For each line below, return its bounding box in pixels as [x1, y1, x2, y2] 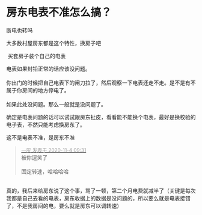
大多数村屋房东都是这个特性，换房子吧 [6, 39, 101, 47]
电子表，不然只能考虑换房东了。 [6, 121, 85, 128]
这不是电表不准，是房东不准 [6, 133, 75, 141]
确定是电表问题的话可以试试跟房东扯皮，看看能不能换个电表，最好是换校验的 [6, 113, 196, 121]
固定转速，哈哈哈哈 [20, 167, 69, 175]
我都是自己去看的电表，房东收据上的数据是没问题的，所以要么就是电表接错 [6, 194, 191, 202]
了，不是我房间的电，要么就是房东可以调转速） [6, 202, 122, 209]
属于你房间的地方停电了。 [6, 86, 70, 94]
